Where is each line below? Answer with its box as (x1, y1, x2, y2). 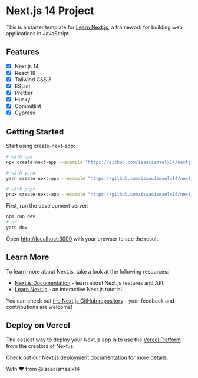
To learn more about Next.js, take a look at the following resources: (6, 268, 169, 275)
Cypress (14, 109, 35, 116)
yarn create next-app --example (6, 175, 85, 181)
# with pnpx (6, 186, 35, 192)
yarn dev (6, 225, 28, 231)
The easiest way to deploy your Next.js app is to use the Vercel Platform (6, 336, 181, 343)
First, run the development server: (6, 202, 89, 209)
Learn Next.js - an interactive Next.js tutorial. (14, 285, 124, 292)
